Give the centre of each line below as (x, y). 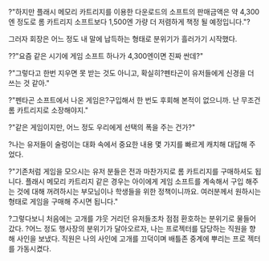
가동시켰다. (34, 249)
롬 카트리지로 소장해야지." (48, 110)
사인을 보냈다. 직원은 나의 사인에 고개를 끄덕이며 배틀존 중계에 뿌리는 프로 (131, 239)
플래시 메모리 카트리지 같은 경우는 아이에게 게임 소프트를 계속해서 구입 (134, 181)
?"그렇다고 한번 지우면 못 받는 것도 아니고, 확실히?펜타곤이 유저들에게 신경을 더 (131, 73)
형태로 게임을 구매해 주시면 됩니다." (63, 202)
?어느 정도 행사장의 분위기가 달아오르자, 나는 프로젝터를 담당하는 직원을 (136, 228)
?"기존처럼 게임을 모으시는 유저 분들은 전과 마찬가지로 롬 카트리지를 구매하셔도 (131, 171)
